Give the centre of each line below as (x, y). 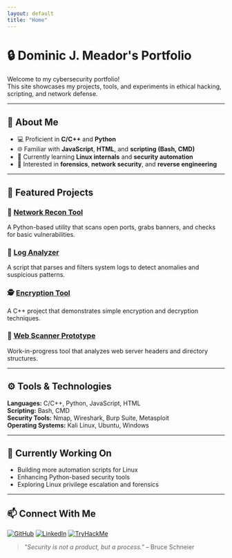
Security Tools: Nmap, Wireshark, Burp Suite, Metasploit (88, 418)
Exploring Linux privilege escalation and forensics (88, 485)
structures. (22, 358)
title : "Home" (28, 20)
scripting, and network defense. (52, 94)
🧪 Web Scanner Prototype (51, 336)
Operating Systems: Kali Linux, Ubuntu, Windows (78, 425)
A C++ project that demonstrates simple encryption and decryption (103, 311)
